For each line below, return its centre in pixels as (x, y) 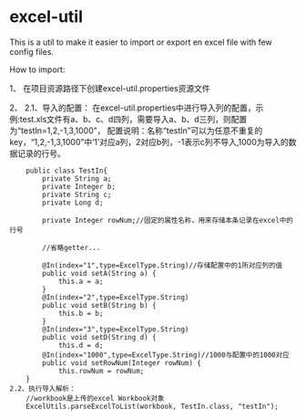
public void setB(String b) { (99, 305)
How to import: (37, 69)
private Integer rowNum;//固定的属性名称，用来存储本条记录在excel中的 (168, 220)
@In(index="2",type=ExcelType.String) (116, 297)
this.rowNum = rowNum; (101, 371)
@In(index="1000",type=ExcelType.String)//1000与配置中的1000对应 (166, 355)
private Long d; (73, 203)
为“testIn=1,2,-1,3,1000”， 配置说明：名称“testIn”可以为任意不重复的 (136, 131)
